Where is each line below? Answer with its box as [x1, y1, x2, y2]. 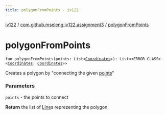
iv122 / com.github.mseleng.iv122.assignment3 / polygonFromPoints [5, 21, 149, 28]
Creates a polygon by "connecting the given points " [5, 70, 114, 76]
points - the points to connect [5, 94, 69, 100]
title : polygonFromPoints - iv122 [5, 7, 79, 13]
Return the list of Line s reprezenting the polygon [5, 104, 108, 110]
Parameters [5, 82, 35, 89]
